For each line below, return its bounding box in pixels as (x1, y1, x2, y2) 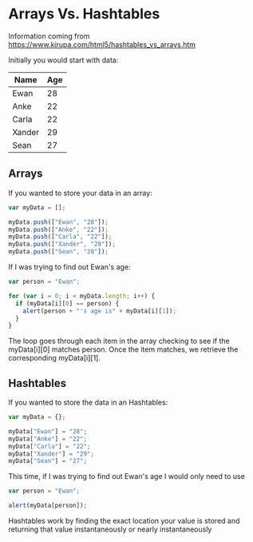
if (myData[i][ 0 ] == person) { (15, 299, 120, 308)
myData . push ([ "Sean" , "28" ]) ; (8, 248, 109, 256)
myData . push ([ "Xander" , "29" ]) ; (8, 241, 116, 249)
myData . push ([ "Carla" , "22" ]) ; (8, 233, 113, 241)
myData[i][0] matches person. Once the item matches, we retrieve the (8, 345, 239, 354)
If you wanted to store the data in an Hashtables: (8, 397, 168, 408)
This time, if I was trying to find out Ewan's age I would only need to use (8, 472, 245, 481)
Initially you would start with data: (8, 55, 119, 65)
